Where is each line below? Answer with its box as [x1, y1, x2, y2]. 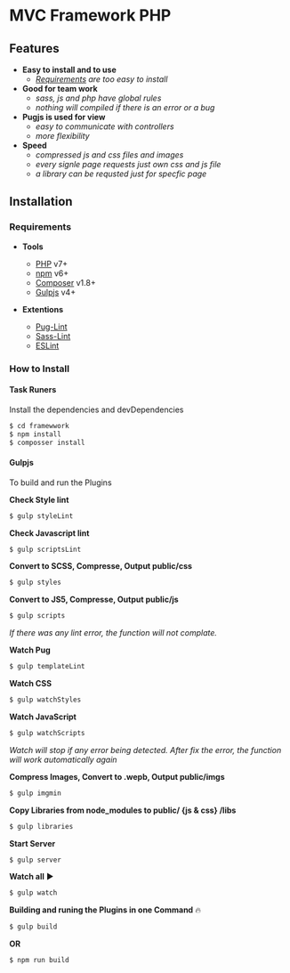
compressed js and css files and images [35, 150, 184, 160]
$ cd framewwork [9, 421, 69, 430]
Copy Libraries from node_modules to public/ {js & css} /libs [9, 805, 237, 815]
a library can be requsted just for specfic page [35, 168, 207, 179]
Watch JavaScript [9, 711, 77, 722]
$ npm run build [9, 956, 69, 965]
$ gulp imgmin [9, 789, 62, 798]
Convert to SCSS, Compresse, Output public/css [9, 561, 193, 572]
